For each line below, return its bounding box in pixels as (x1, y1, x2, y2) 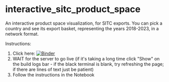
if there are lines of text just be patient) (12, 66, 94, 72)
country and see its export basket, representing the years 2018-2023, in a (5, 25, 159, 31)
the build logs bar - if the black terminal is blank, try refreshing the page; (12, 61, 164, 67)
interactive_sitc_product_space (5, 4, 141, 15)
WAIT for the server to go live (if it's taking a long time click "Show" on (12, 55, 160, 61)
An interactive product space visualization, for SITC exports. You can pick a (5, 20, 163, 26)
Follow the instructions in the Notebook (12, 71, 95, 77)
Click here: (12, 50, 35, 56)
